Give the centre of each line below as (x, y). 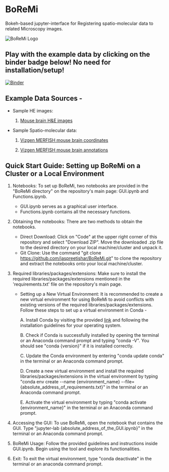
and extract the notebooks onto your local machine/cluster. (81, 264)
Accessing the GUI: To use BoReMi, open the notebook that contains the (88, 423)
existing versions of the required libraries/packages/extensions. (86, 305)
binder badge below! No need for (58, 63)
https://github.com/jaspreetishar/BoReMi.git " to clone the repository (91, 258)
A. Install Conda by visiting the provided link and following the (84, 320)
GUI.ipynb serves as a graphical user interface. (69, 207)
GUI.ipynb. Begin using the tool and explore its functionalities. (77, 449)
